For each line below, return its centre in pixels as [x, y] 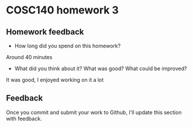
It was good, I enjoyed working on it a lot [55, 80]
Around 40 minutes [29, 57]
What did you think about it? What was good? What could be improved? [101, 68]
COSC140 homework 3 [62, 10]
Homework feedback [45, 32]
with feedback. [24, 118]
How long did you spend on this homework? [68, 46]
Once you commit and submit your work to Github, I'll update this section [94, 112]
